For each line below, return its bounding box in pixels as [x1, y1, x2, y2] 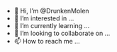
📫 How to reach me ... [13, 37, 80, 45]
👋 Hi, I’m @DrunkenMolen [13, 7, 90, 15]
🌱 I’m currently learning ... [13, 22, 90, 30]
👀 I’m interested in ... [13, 14, 74, 22]
